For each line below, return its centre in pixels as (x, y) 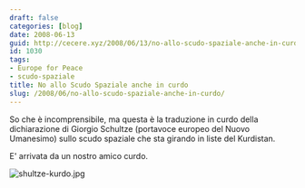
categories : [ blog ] (46, 26)
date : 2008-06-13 (42, 34)
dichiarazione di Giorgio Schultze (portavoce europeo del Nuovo (130, 128)
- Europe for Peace (46, 69)
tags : (20, 60)
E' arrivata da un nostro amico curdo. (79, 155)
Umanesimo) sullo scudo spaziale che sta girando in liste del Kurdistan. (143, 138)
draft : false (34, 18)
